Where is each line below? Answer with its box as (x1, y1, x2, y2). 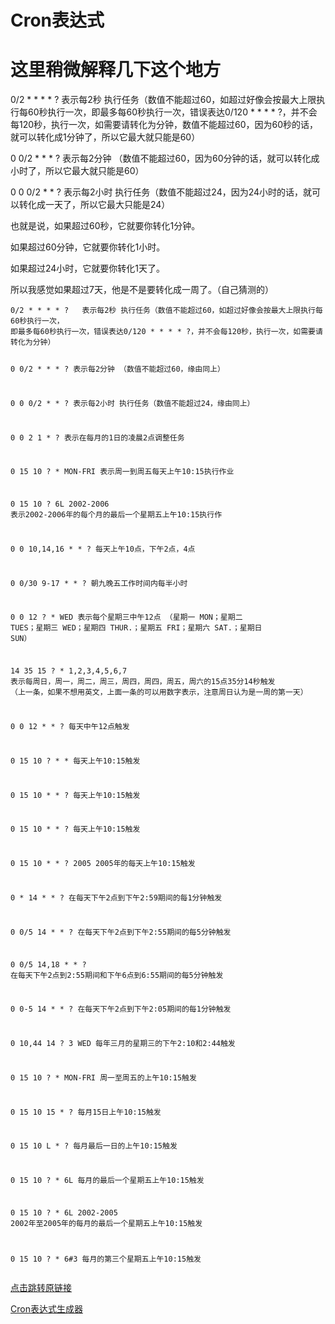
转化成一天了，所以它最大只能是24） (18, 199, 171, 211)
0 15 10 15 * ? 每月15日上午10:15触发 (10, 1107, 162, 1117)
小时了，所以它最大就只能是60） (10, 165, 145, 177)
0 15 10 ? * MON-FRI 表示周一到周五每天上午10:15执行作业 (10, 467, 235, 477)
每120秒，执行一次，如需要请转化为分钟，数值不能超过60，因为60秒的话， (10, 119, 319, 131)
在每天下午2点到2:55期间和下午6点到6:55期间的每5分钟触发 (10, 970, 224, 980)
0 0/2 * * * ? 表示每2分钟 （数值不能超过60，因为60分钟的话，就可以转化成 (10, 152, 320, 165)
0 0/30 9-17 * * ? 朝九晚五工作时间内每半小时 (10, 578, 188, 588)
